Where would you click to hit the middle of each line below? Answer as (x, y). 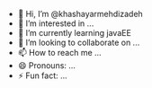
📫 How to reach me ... (59, 53)
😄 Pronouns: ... (47, 66)
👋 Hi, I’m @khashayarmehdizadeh (80, 14)
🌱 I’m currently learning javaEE (75, 33)
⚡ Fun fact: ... (42, 75)
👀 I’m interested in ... (56, 23)
